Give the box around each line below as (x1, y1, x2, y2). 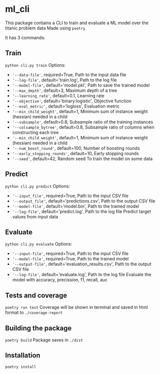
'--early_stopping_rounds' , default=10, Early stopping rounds (12, 150, 139, 156)
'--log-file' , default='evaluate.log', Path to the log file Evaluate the (12, 272, 152, 278)
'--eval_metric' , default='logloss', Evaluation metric (12, 103, 120, 109)
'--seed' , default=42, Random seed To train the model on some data (12, 156, 153, 162)
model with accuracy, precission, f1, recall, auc (12, 277, 108, 283)
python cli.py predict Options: (5, 183, 70, 189)
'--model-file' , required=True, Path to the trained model (12, 256, 129, 262)
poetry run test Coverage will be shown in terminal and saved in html (5, 304, 148, 310)
